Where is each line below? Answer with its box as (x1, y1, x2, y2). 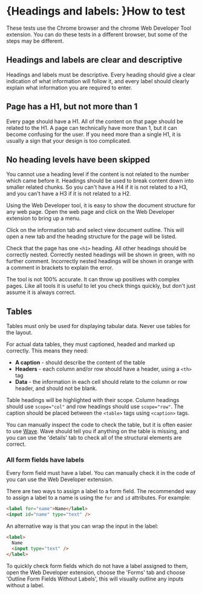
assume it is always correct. (6, 288, 76, 296)
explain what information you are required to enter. (6, 84, 132, 91)
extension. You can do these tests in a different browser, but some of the (6, 30, 187, 38)
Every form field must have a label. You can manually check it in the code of (6, 469, 195, 477)
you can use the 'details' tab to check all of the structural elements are (6, 434, 182, 442)
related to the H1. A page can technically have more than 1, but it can (6, 124, 177, 131)
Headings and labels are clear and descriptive (6, 55, 183, 65)
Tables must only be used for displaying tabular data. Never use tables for (6, 323, 191, 330)
